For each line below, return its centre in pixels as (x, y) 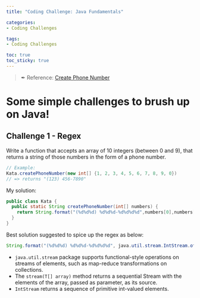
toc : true (18, 55)
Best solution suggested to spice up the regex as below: (75, 235)
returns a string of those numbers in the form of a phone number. (86, 157)
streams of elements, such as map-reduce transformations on (91, 263)
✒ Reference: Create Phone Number (65, 77)
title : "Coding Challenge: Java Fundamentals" (65, 12)
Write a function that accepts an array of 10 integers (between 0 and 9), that (99, 150)
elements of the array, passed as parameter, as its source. (86, 282)
